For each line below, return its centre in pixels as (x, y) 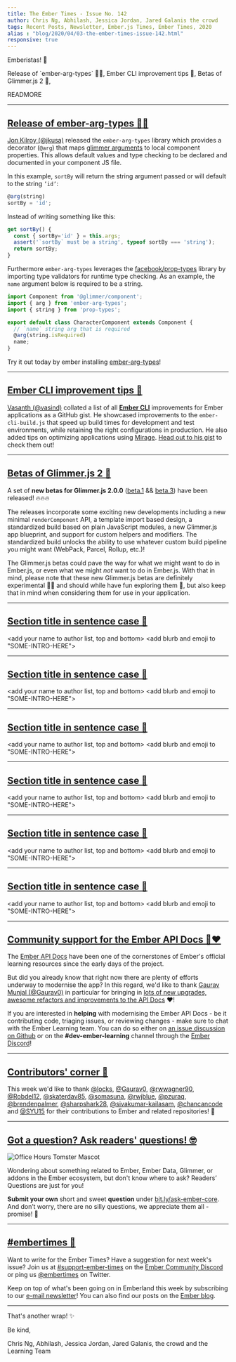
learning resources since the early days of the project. (86, 964)
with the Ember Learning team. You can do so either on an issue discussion (116, 1028)
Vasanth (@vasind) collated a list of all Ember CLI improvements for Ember (115, 407)
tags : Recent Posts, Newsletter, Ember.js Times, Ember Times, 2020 (110, 27)
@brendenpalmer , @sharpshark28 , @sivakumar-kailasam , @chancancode (115, 1104)
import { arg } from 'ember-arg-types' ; (67, 303)
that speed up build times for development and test (120, 422)
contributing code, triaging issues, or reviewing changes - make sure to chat (118, 1021)
